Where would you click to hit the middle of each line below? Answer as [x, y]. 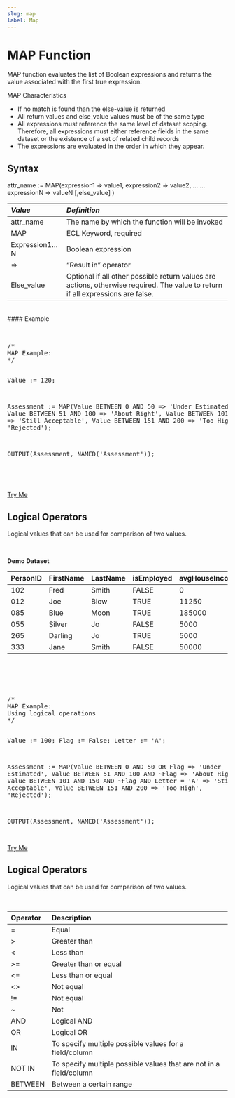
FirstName [66, 578]
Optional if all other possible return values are [141, 277]
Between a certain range [92, 1084]
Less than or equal [82, 975]
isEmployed [152, 578]
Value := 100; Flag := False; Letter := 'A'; [87, 741]
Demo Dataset [28, 561]
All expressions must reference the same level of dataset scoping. [112, 124]
